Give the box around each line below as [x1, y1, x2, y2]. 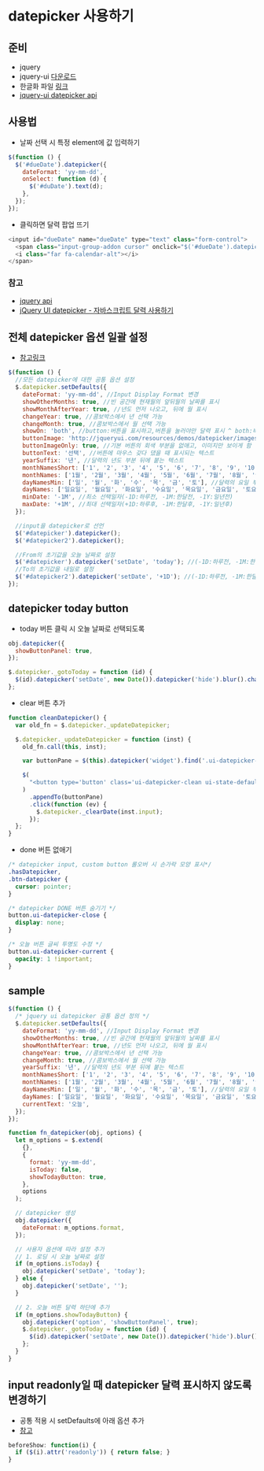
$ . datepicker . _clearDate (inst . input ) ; [36, 808, 163, 816]
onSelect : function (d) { [22, 175, 108, 183]
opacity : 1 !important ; [15, 954, 93, 963]
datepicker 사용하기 [8, 7, 134, 25]
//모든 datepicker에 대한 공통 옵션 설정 [15, 376, 135, 384]
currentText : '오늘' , [22, 1100, 90, 1108]
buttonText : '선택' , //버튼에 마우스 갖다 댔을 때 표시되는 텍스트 [22, 450, 214, 458]
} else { [15, 1275, 44, 1283]
